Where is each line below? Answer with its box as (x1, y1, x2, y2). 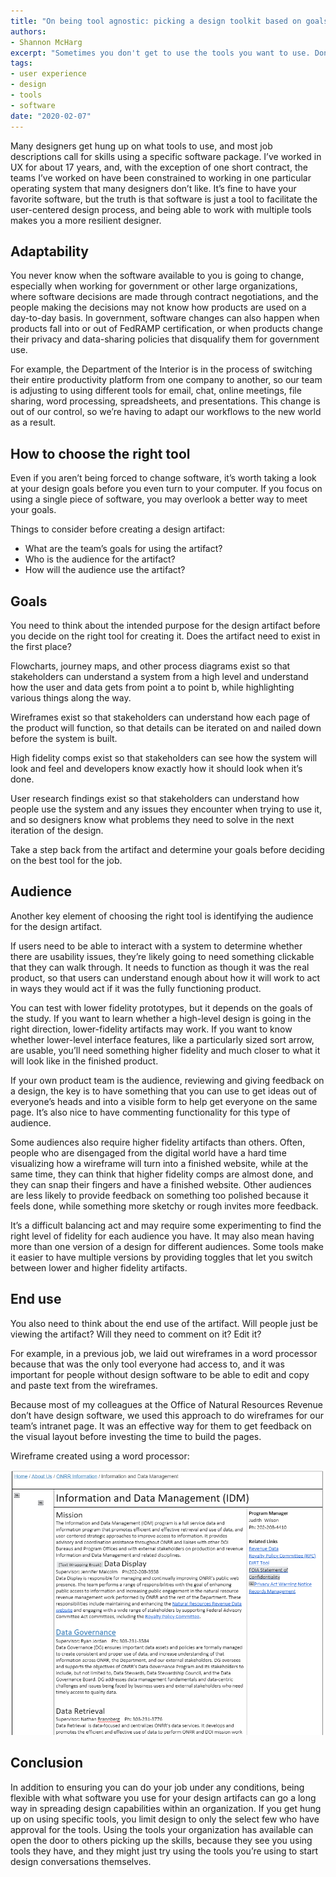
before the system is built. (10, 732, 118, 744)
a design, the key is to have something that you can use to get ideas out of (10, 1085, 318, 1097)
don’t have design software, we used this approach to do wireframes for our (10, 1409, 325, 1421)
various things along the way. (10, 691, 132, 704)
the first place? (10, 640, 72, 652)
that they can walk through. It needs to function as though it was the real (10, 961, 310, 973)
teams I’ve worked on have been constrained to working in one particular (10, 171, 312, 184)
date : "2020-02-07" (10, 111, 92, 121)
